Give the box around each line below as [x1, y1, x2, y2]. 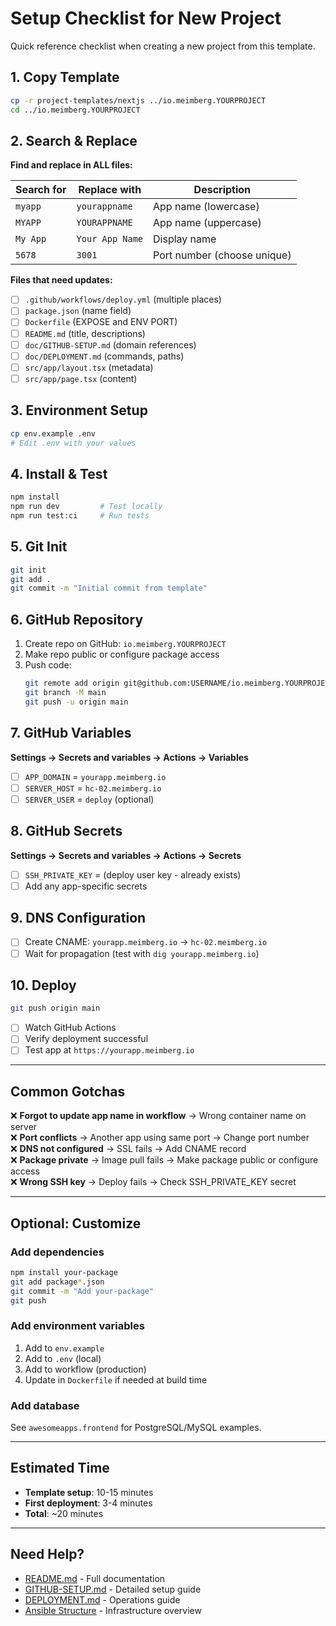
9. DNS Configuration [10, 910, 147, 927]
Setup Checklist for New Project [10, 7, 282, 30]
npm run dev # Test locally [10, 502, 163, 512]
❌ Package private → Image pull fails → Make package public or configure [10, 1154, 319, 1166]
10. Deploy [10, 977, 77, 994]
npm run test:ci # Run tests [10, 510, 150, 521]
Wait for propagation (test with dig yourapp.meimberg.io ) [24, 947, 260, 959]
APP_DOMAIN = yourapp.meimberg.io [24, 770, 167, 782]
